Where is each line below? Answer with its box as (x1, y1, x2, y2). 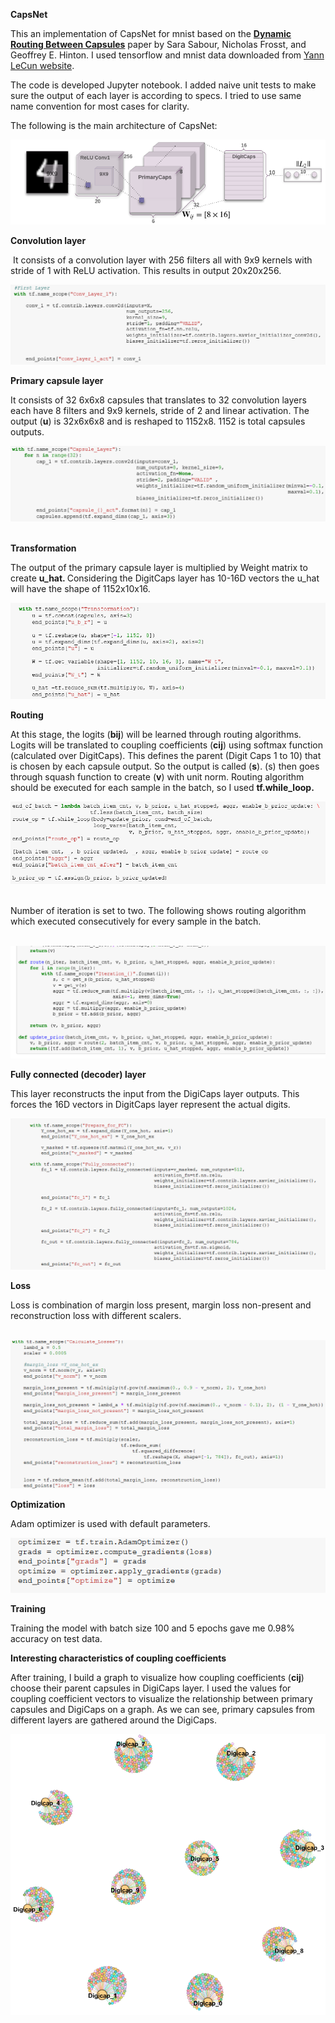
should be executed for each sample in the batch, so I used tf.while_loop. (10, 782, 315, 794)
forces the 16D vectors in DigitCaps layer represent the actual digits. (10, 1099, 291, 1111)
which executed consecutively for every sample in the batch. (10, 915, 262, 928)
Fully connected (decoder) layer (10, 1069, 147, 1081)
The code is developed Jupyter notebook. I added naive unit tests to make (10, 79, 317, 91)
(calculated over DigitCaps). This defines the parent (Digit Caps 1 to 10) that (10, 750, 322, 762)
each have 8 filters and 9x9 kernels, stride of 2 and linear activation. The (10, 405, 310, 417)
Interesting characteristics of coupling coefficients (10, 1652, 227, 1664)
